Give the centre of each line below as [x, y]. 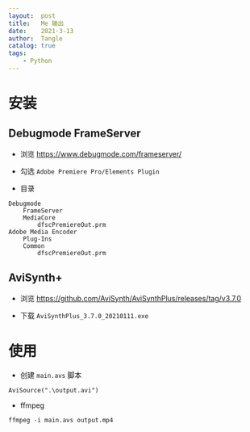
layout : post [32, 16]
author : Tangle [35, 38]
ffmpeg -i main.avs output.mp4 [61, 420]
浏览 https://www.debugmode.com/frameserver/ [101, 153]
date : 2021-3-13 [41, 31]
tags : [17, 53]
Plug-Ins [37, 239]
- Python [37, 61]
